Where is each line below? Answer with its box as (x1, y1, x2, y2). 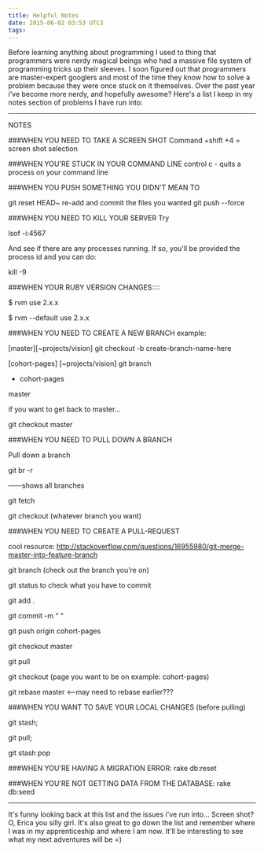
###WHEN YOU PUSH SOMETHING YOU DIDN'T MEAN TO (8, 183, 200, 193)
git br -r (8, 466, 33, 475)
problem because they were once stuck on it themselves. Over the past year (8, 81, 255, 90)
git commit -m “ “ (8, 611, 64, 621)
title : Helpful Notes (8, 11, 79, 20)
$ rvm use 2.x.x (8, 298, 59, 308)
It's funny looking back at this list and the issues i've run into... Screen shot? (8, 810, 255, 819)
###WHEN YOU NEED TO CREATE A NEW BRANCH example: (8, 328, 207, 338)
